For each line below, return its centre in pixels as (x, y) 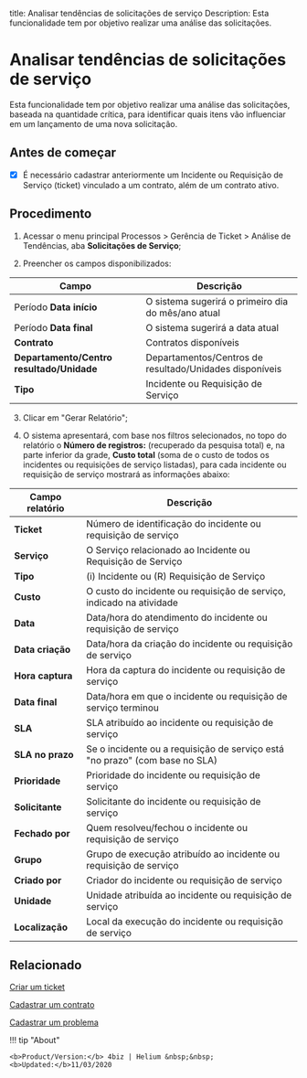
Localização (41, 927)
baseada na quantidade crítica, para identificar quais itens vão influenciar (148, 114)
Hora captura (43, 676)
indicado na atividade (132, 603)
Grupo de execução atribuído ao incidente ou (183, 854)
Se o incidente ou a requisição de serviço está (185, 749)
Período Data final (53, 327)
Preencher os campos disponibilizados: (97, 263)
